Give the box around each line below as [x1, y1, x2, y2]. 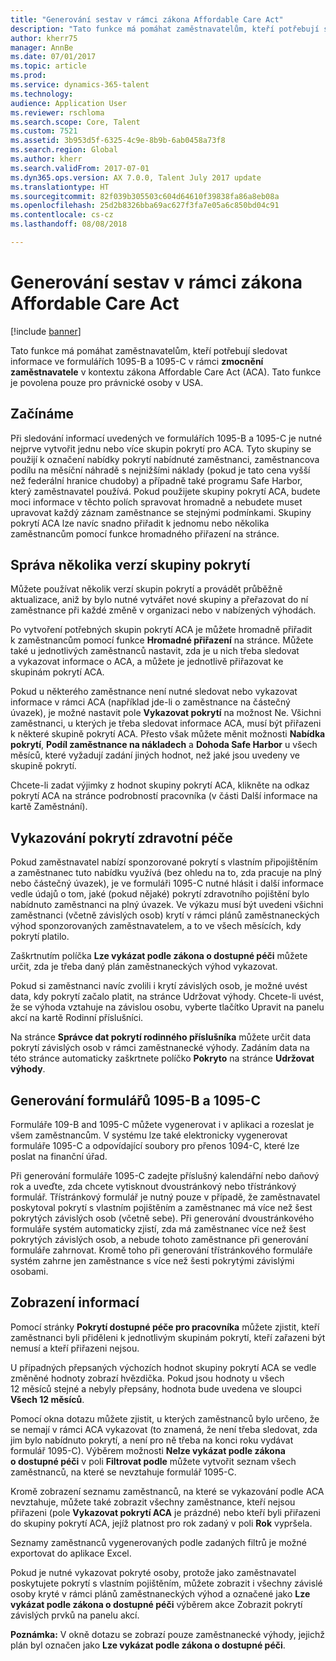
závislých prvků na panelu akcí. [10, 1609, 140, 1621]
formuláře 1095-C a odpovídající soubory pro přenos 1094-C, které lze [10, 1140, 300, 1152]
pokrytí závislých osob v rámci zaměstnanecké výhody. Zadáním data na [10, 1042, 310, 1054]
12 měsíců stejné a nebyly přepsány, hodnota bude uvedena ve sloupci [10, 1382, 302, 1395]
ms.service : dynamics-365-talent [10, 80, 150, 90]
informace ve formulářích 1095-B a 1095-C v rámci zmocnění [10, 355, 264, 367]
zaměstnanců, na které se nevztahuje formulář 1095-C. [10, 1466, 237, 1478]
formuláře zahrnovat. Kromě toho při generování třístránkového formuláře [10, 1244, 313, 1256]
